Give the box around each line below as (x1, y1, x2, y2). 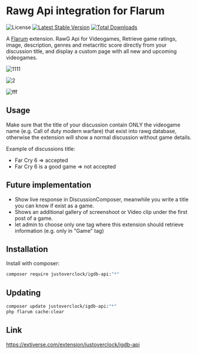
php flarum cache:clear (6, 308, 65, 314)
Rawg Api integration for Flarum (6, 4, 165, 18)
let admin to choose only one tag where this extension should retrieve (14, 220, 184, 228)
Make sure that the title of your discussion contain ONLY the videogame (6, 121, 181, 128)
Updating (6, 288, 41, 298)
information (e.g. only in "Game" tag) (14, 227, 104, 234)
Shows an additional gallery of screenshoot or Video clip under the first (14, 208, 188, 215)
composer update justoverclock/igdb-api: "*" (6, 303, 117, 310)
